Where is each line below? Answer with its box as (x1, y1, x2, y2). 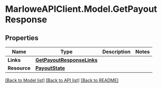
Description (102, 48, 131, 55)
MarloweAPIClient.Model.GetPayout (5, 3, 158, 15)
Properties (5, 34, 39, 42)
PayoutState (35, 65, 65, 71)
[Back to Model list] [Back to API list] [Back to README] (5, 78, 119, 83)
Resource (7, 65, 31, 71)
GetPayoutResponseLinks (35, 57, 98, 63)
